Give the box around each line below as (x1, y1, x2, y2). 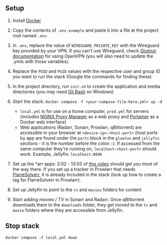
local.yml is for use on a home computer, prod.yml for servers (20, 108, 149, 114)
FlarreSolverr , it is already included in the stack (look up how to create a (12, 171, 161, 177)
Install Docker (12, 17, 41, 23)
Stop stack (5, 222, 40, 230)
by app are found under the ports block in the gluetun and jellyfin (20, 135, 159, 141)
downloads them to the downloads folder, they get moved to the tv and (12, 202, 157, 208)
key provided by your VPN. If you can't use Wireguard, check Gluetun (12, 47, 156, 53)
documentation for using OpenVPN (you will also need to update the (12, 53, 153, 59)
